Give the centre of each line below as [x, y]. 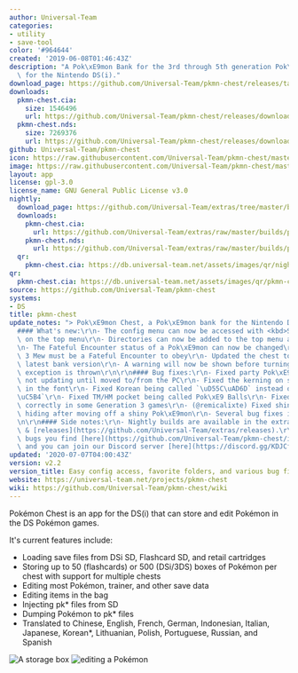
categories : [31, 26]
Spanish [37, 642]
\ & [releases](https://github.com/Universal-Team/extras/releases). [148, 430]
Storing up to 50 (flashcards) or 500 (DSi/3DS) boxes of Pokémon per [149, 566]
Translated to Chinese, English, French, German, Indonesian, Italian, [146, 623]
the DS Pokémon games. [54, 523]
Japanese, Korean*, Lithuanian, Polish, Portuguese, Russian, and [140, 632]
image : [21, 166]
